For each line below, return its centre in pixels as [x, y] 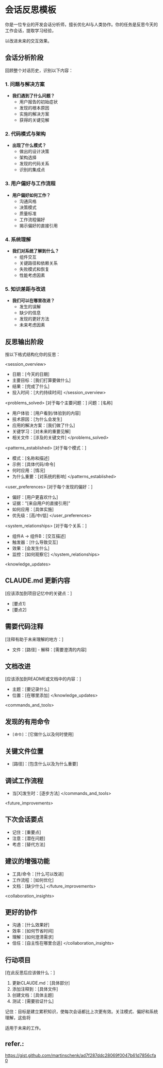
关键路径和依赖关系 [39, 263]
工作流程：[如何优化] [33, 880]
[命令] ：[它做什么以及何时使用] [43, 734]
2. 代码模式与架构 [25, 133]
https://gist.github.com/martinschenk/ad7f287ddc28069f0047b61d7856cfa [81, 1055]
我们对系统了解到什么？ [35, 251]
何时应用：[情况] [29, 470]
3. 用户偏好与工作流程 [30, 184]
